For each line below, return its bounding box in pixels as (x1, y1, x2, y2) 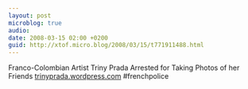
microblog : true (8, 19, 62, 27)
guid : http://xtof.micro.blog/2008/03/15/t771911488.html (8, 41, 204, 49)
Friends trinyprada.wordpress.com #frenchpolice (8, 72, 169, 81)
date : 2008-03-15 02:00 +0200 (8, 33, 109, 42)
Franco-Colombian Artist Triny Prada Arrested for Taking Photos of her (8, 63, 240, 72)
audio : (8, 26, 30, 34)
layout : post (8, 11, 52, 20)
